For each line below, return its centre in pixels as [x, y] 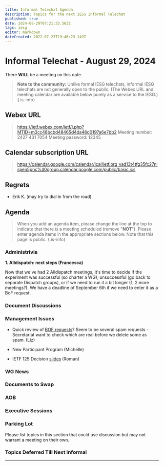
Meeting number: [135, 132]
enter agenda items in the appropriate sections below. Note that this [85, 234]
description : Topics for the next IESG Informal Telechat [65, 14]
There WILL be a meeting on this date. [43, 74]
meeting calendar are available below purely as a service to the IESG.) [87, 94]
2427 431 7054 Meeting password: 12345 [59, 137]
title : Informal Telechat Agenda [39, 10]
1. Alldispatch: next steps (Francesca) [44, 263]
